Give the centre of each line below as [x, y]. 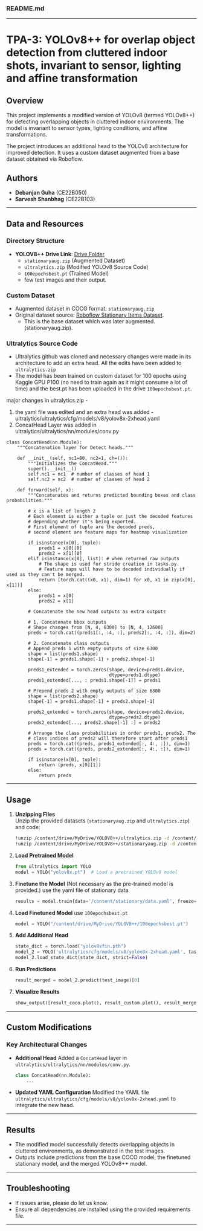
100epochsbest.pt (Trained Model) [66, 273]
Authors [22, 178]
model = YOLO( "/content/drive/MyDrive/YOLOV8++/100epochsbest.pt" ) [101, 924]
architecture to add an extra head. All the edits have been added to [98, 363]
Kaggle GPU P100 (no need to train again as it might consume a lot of [101, 383]
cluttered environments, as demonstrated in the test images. [90, 1151]
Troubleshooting [38, 1188]
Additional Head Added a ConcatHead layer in [71, 1058]
